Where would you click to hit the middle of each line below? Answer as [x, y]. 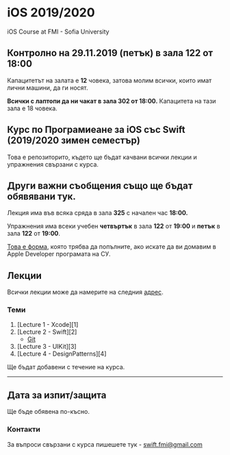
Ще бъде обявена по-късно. [49, 412]
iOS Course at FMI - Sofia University [58, 32]
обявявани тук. [42, 196]
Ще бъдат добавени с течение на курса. [66, 367]
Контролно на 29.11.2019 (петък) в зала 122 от [110, 53]
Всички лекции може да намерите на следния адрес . [85, 292]
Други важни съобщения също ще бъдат [100, 185]
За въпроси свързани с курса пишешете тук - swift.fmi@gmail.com [105, 444]
